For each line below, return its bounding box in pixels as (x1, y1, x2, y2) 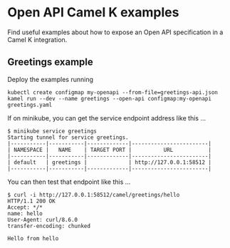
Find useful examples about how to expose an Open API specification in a (7, 28, 224, 36)
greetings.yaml (7, 101, 53, 108)
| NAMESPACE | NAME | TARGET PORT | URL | (7, 146, 212, 153)
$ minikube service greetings (7, 128, 98, 135)
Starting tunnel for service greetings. (7, 133, 130, 141)
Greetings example (7, 56, 94, 68)
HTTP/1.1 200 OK (7, 197, 56, 205)
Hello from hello (7, 234, 59, 242)
